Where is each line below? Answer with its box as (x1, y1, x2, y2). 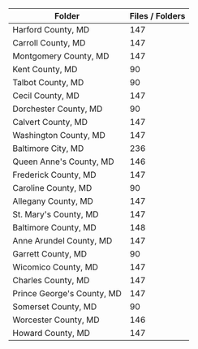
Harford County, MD (12, 24, 90, 35)
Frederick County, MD (12, 170, 97, 180)
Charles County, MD (12, 275, 90, 286)
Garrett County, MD (12, 248, 88, 259)
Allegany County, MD (12, 196, 93, 206)
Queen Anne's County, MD (12, 156, 115, 167)
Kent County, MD (12, 64, 78, 75)
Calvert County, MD (12, 117, 88, 127)
